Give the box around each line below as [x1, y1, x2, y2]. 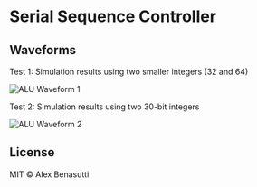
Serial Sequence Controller [9, 6, 217, 27]
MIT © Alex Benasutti [9, 169, 90, 180]
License [9, 145, 55, 160]
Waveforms [9, 42, 77, 58]
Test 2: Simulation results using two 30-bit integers [9, 101, 200, 112]
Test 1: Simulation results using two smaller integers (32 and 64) [9, 66, 249, 77]
